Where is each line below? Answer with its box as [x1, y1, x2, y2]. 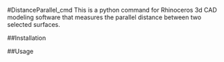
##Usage [7, 48, 34, 55]
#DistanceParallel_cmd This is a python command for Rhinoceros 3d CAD [7, 6, 217, 14]
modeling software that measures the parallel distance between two [7, 13, 202, 21]
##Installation [7, 34, 46, 42]
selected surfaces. [7, 21, 60, 28]
